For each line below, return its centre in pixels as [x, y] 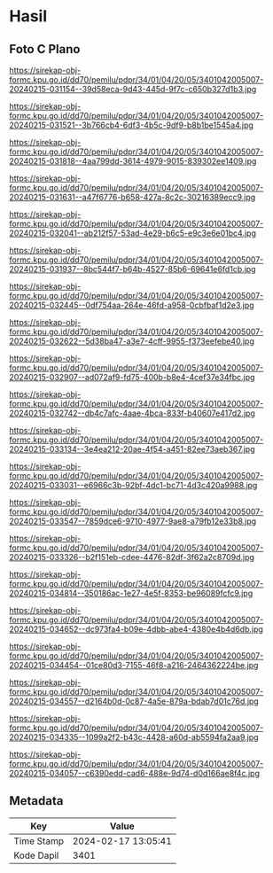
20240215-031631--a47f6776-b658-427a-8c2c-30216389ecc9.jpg [133, 197]
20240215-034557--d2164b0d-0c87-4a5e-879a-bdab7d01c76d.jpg [134, 701]
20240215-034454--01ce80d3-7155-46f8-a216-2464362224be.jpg [134, 665]
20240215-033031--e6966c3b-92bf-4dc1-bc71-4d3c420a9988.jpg [133, 485]
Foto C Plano [45, 49]
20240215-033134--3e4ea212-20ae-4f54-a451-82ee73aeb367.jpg [132, 449]
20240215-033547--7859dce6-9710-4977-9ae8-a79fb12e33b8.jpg [133, 521]
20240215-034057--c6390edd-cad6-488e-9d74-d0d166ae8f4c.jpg [134, 773]
